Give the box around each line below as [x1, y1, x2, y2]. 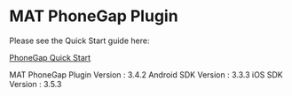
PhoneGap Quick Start [9, 52, 91, 63]
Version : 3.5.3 [9, 78, 62, 89]
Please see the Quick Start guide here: [9, 35, 150, 46]
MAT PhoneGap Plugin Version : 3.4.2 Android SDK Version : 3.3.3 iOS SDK [9, 69, 284, 80]
